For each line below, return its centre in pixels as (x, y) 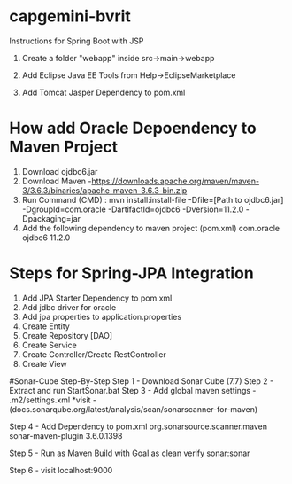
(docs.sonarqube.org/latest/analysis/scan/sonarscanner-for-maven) (134, 409)
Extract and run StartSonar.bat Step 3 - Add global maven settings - (133, 390)
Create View (45, 363)
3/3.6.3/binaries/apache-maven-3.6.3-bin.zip (104, 190)
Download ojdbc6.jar (60, 171)
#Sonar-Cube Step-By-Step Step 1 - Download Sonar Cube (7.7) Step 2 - (142, 381)
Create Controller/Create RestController (94, 354)
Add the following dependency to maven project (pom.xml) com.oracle (151, 228)
